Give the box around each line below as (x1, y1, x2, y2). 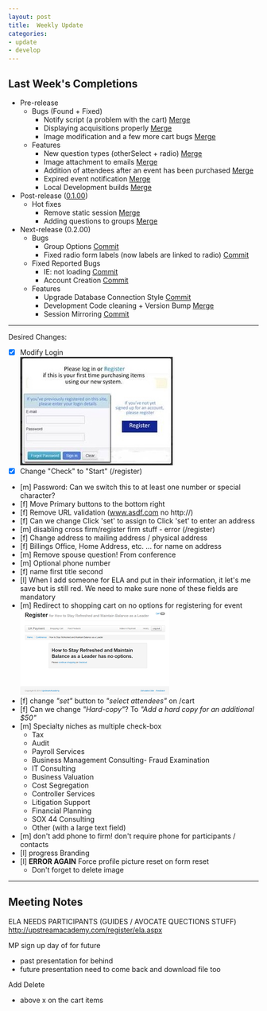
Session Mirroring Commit (43, 309, 130, 318)
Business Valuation (31, 772, 94, 782)
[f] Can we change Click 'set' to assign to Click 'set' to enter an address (19, 516, 256, 526)
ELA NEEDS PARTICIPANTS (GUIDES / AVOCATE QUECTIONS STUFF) (8, 916, 237, 926)
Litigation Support (31, 798, 91, 807)
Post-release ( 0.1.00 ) (19, 191, 88, 200)
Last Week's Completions (8, 76, 138, 91)
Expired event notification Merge (43, 173, 151, 183)
